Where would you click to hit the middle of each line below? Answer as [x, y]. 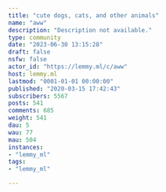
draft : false [29, 52]
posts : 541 [26, 103]
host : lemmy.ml [33, 74]
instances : [26, 147]
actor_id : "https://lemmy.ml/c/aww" [68, 67]
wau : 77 [21, 132]
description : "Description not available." [80, 30]
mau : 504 [22, 140]
